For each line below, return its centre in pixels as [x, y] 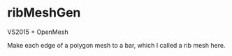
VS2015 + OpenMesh [38, 32]
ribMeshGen [44, 13]
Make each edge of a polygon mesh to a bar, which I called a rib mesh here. [116, 45]
